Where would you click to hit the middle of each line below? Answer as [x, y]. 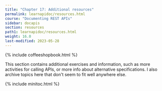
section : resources [25, 28]
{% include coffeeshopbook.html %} [41, 55]
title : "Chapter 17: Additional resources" [50, 9]
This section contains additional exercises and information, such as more [78, 64]
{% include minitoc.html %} [32, 84]
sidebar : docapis [22, 23]
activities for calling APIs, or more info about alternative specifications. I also [81, 69]
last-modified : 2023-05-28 [32, 41]
